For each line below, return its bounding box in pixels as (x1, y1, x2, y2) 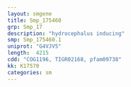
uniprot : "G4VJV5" (7, 43, 62, 50)
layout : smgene (7, 10, 52, 18)
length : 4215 (7, 50, 50, 57)
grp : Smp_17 (7, 23, 42, 30)
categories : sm (7, 69, 52, 76)
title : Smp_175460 (7, 17, 62, 24)
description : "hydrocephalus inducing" (7, 29, 125, 37)
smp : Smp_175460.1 (7, 36, 62, 43)
